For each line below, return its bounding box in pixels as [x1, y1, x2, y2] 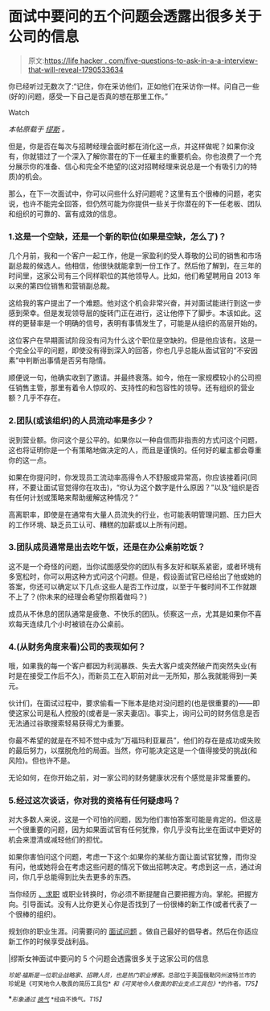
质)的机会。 [8, 171, 47, 181]
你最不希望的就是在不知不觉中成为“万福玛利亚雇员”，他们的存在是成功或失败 [8, 735, 261, 746]
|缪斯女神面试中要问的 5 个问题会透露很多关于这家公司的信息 [8, 954, 209, 963]
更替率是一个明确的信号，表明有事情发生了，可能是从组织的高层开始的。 [22, 318, 262, 328]
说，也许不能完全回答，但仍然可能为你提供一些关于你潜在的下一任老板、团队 [8, 198, 262, 208]
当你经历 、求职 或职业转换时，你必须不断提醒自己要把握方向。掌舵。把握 [8, 889, 252, 899]
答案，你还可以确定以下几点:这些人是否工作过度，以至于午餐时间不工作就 [8, 581, 251, 591]
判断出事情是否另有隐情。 [25, 356, 111, 365]
